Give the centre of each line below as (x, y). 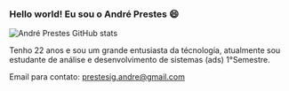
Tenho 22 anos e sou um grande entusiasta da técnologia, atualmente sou (145, 50)
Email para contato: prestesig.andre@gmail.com (97, 77)
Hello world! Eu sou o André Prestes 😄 (94, 14)
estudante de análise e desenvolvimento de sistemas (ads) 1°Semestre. (140, 60)
